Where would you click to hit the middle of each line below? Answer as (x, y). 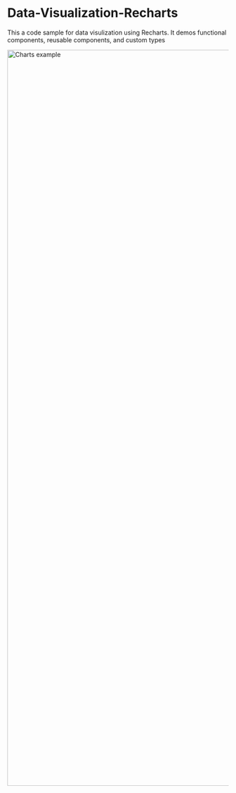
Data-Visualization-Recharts (93, 13)
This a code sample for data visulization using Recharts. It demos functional (117, 32)
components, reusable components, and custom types (86, 39)
